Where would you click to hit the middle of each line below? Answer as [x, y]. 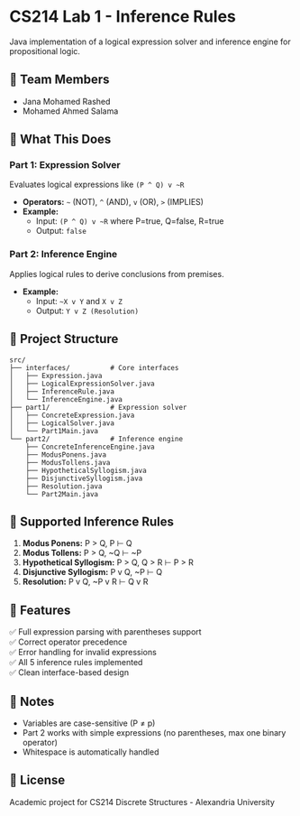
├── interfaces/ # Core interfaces [94, 367]
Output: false [61, 231]
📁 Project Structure [64, 339]
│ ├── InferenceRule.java [62, 391]
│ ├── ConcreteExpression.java [72, 415]
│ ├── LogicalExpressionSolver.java [82, 384]
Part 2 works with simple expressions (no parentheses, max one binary [154, 732]
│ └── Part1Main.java [54, 431]
